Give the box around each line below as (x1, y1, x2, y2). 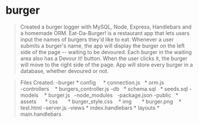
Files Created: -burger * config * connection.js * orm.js (20, 78, 164, 86)
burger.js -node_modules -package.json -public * (48, 92, 179, 99)
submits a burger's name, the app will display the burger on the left (20, 42, 185, 49)
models (20, 92, 39, 99)
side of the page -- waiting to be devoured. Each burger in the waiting (20, 48, 192, 55)
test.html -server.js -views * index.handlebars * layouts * (20, 104, 160, 111)
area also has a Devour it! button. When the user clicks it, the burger (20, 55, 188, 62)
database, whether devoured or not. (20, 67, 109, 74)
